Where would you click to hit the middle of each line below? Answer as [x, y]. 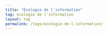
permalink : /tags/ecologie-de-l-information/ [54, 24]
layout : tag [18, 19]
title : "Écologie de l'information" [44, 10]
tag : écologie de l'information [39, 14]
